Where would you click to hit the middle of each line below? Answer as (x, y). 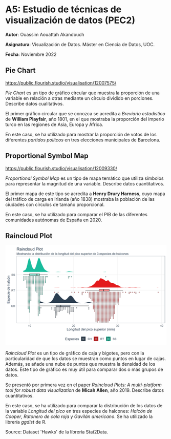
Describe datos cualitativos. (35, 103)
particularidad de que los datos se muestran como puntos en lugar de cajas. (86, 359)
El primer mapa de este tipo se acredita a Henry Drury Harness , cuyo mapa (85, 194)
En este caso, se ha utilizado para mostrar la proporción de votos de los (81, 134)
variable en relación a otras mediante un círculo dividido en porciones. (79, 98)
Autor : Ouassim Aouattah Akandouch (45, 34)
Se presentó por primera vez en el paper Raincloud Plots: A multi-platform (84, 385)
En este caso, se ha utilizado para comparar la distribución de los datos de (84, 406)
